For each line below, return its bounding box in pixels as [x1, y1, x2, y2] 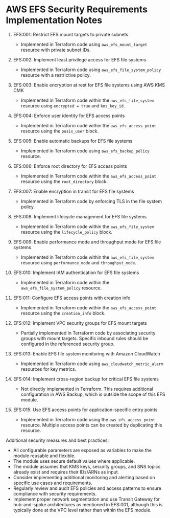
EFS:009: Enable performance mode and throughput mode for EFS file [13, 239, 161, 245]
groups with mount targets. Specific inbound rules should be [20, 335, 149, 341]
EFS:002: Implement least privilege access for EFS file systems [13, 56, 147, 62]
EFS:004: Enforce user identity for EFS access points [13, 112, 125, 119]
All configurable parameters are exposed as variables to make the [13, 447, 152, 453]
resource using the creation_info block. [20, 310, 106, 316]
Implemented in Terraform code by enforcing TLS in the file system [20, 198, 162, 204]
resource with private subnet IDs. [20, 47, 91, 53]
